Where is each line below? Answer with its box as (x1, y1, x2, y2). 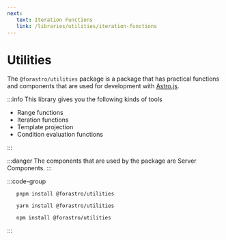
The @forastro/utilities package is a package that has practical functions (7, 75, 220, 83)
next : (7, 10, 23, 17)
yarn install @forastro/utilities (16, 202, 115, 209)
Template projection (16, 123, 74, 131)
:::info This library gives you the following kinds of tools (7, 95, 163, 103)
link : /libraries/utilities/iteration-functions (16, 23, 157, 29)
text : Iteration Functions (16, 16, 94, 23)
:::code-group (7, 177, 46, 185)
